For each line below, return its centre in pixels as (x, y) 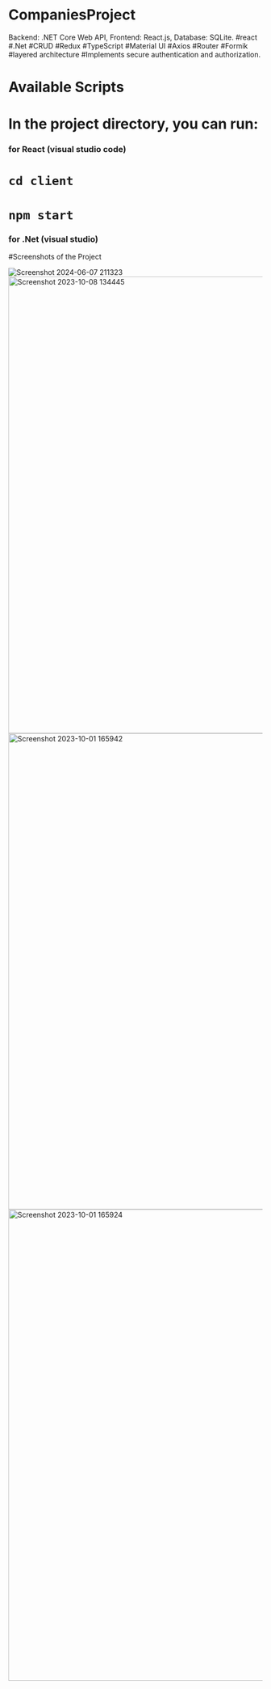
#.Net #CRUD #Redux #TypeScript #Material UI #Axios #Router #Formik (128, 45)
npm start (41, 215)
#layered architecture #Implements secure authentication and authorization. (135, 54)
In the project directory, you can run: (133, 124)
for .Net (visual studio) (53, 239)
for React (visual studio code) (67, 150)
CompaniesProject (72, 15)
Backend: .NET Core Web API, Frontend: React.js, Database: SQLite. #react (133, 37)
